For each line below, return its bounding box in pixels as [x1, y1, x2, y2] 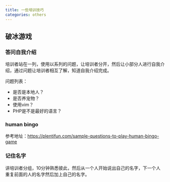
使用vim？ [12, 102, 34, 108]
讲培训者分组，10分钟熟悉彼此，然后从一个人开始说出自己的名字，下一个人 [5, 165, 161, 171]
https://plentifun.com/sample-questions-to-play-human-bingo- [27, 133, 159, 139]
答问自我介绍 [5, 49, 37, 56]
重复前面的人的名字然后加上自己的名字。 [5, 171, 90, 177]
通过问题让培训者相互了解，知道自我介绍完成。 [14, 67, 112, 74]
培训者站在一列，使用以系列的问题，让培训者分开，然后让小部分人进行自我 [5, 61, 160, 67]
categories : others [5, 12, 47, 17]
